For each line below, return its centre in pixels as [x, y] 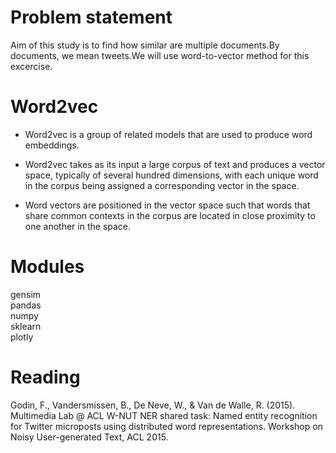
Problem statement [91, 17]
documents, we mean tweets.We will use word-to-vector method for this [160, 55]
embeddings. [52, 145]
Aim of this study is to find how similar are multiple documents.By [145, 45]
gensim [26, 294]
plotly [22, 337]
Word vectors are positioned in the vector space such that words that [167, 205]
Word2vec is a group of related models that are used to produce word [168, 134]
